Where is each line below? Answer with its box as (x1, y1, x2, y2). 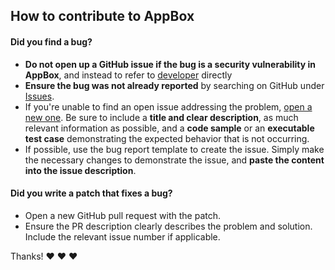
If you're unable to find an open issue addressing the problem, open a (24, 100, 313, 113)
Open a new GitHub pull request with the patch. (24, 209, 222, 221)
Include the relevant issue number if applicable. (24, 230, 221, 243)
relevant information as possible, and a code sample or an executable (24, 122, 315, 134)
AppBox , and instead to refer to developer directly (24, 69, 233, 81)
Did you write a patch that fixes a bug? (10, 187, 173, 199)
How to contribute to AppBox (10, 8, 195, 25)
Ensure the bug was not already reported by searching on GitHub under (24, 79, 325, 91)
